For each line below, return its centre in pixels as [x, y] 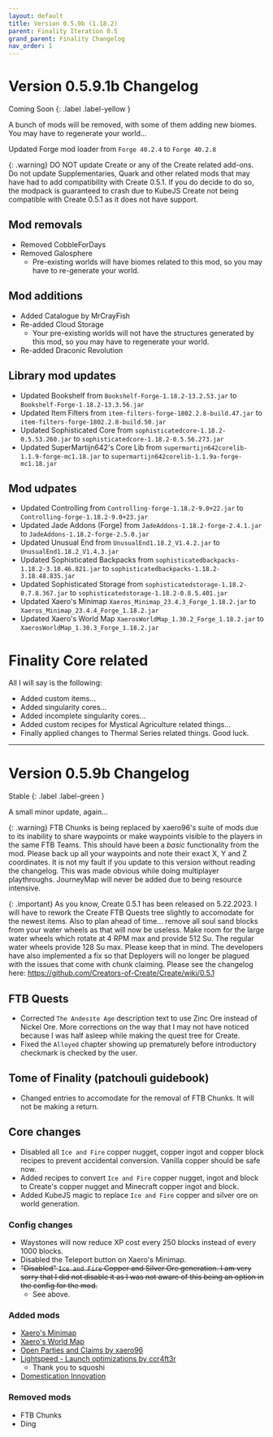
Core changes [45, 1132]
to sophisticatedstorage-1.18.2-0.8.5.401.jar [149, 593]
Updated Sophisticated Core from [77, 430]
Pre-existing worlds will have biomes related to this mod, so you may [147, 262]
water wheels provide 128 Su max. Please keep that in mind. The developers [136, 947]
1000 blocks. [41, 1251]
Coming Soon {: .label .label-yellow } [70, 109]
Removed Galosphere [56, 253]
